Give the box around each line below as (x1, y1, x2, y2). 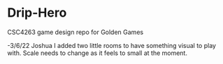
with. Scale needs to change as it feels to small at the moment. (7, 49, 187, 57)
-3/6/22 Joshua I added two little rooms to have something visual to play (7, 41, 217, 49)
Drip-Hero (7, 5, 67, 21)
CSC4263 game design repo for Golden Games (7, 28, 144, 36)
